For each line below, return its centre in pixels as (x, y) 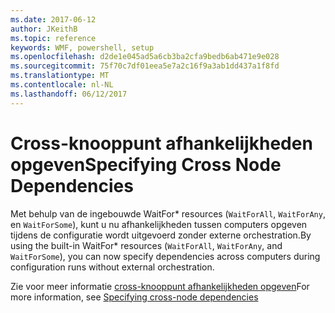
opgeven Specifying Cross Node (146, 164)
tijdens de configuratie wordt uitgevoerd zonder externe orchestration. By (161, 235)
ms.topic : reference (53, 38)
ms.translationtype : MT (60, 76)
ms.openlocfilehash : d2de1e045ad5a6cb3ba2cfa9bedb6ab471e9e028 (145, 57)
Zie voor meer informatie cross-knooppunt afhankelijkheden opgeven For (160, 286)
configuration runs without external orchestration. (112, 267)
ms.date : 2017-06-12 (53, 19)
